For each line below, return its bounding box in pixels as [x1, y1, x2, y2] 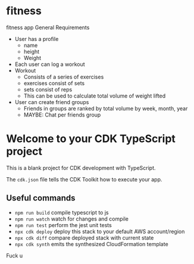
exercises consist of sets [23, 79, 85, 87]
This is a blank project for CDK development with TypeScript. [6, 164, 156, 171]
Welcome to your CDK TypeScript [6, 132, 176, 146]
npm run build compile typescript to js [14, 209, 109, 216]
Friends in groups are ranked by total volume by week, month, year [23, 105, 188, 112]
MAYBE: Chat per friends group [23, 111, 101, 118]
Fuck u [6, 252, 23, 259]
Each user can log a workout [14, 61, 85, 68]
